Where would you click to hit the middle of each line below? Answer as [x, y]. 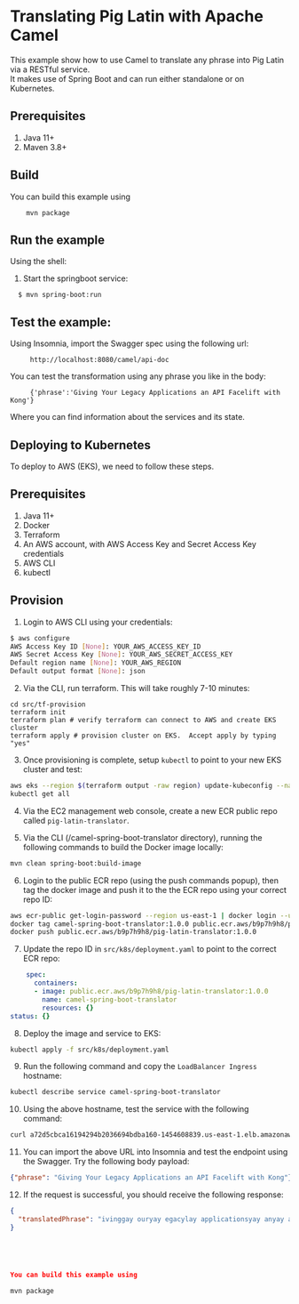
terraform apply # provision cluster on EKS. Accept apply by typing [143, 736]
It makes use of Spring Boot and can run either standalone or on [127, 78]
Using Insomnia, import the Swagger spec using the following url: [130, 343]
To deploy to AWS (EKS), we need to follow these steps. [112, 466]
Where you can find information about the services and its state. [127, 417]
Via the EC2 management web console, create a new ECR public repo [150, 810]
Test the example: [61, 322]
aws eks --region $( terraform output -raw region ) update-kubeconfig [142, 785]
